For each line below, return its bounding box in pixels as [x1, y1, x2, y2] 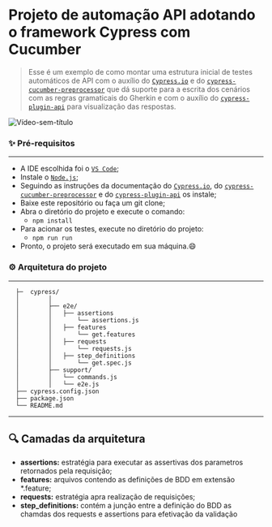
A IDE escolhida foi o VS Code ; [19, 164, 120, 174]
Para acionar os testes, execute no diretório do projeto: [19, 224, 204, 234]
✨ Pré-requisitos [8, 137, 75, 149]
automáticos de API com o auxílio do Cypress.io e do [28, 76, 206, 85]
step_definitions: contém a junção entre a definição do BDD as [19, 501, 232, 511]
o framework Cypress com [8, 23, 191, 41]
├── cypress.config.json [15, 387, 100, 395]
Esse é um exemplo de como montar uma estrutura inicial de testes [28, 67, 253, 76]
